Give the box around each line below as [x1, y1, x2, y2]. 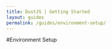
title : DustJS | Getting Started [6, 8, 90, 15]
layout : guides [6, 14, 45, 20]
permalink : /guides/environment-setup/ [6, 20, 107, 26]
